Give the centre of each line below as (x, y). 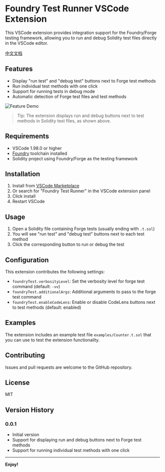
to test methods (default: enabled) (47, 307)
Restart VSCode (28, 202)
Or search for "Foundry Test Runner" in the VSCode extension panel (81, 191)
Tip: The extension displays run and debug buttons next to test (81, 116)
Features (19, 69)
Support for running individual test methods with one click (71, 450)
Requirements (27, 136)
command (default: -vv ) (36, 286)
